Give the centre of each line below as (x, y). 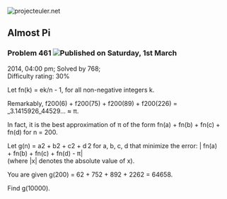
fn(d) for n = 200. (33, 132)
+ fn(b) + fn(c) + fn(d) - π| (45, 153)
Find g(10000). (29, 188)
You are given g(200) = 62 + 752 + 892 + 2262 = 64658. (90, 174)
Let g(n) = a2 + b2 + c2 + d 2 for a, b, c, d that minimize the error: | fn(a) (112, 145)
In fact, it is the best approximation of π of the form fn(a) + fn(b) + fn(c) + (114, 124)
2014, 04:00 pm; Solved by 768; (54, 68)
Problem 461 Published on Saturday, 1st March (92, 53)
